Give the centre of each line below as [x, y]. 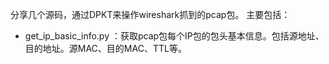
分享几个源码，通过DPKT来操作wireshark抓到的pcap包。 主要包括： [150, 14]
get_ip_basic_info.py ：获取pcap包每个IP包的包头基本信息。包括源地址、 [174, 36]
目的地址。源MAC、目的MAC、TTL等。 [105, 48]
